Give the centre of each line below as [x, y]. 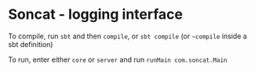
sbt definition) [31, 44]
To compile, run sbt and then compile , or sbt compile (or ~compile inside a [127, 36]
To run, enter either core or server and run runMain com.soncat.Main [118, 59]
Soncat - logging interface [95, 14]
